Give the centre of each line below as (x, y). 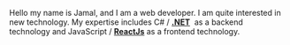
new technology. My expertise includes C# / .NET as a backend (126, 22)
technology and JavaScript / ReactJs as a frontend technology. (125, 31)
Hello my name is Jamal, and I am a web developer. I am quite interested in (145, 13)
